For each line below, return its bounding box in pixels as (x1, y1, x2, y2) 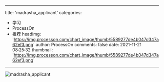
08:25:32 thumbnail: (12, 47, 53, 53)
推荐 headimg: (12, 31, 41, 37)
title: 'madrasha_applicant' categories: (5, 10, 82, 15)
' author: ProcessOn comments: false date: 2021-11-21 (33, 42, 142, 47)
